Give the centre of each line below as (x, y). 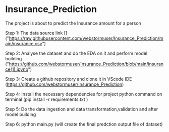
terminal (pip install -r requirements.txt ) (47, 99)
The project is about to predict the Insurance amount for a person (73, 23)
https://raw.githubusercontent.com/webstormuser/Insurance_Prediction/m (86, 38)
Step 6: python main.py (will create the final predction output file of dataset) (84, 124)
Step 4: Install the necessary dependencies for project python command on (84, 94)
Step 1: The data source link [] (36, 33)
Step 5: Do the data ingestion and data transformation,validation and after (81, 109)
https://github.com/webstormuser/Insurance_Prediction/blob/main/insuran (86, 64)
